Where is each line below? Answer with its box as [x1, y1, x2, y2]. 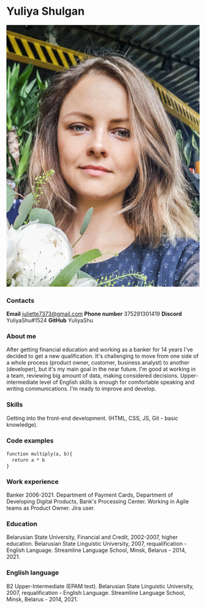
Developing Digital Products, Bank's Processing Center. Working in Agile [6, 498, 189, 505]
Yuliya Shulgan [6, 4, 85, 18]
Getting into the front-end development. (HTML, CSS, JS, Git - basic [6, 414, 179, 422]
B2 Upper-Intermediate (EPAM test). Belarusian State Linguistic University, [6, 582, 194, 590]
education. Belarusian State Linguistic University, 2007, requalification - [6, 540, 187, 548]
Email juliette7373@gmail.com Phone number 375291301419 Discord [6, 310, 182, 317]
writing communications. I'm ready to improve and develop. [6, 385, 156, 392]
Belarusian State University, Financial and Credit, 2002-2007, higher [6, 533, 178, 541]
